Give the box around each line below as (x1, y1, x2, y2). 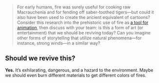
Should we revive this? (5, 54, 76, 63)
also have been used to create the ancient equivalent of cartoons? (17, 15, 150, 20)
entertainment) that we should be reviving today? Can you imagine (17, 30, 151, 35)
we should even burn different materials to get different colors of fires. (5, 72, 146, 78)
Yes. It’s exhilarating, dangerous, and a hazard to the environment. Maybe (5, 67, 154, 73)
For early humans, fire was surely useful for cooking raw (17, 4, 131, 10)
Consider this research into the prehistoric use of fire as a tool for (17, 19, 149, 25)
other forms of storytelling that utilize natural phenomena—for (17, 35, 142, 41)
